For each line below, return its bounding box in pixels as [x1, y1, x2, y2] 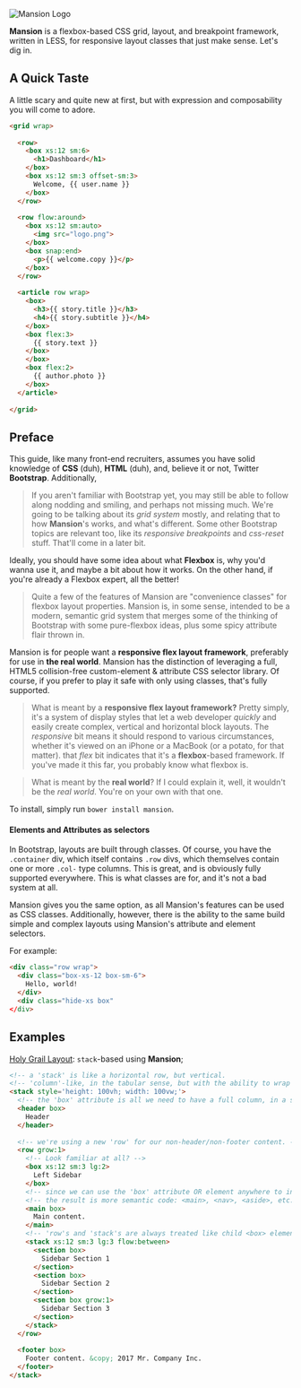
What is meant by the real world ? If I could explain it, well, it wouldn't [30, 776, 287, 788]
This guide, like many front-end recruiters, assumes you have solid [9, 454, 255, 464]
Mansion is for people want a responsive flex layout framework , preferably [9, 646, 289, 658]
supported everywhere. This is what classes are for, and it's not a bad [9, 872, 267, 883]
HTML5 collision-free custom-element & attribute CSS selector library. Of [9, 666, 279, 677]
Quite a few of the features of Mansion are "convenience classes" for [30, 592, 288, 603]
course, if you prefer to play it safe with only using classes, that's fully [9, 675, 268, 686]
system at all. [9, 882, 58, 893]
